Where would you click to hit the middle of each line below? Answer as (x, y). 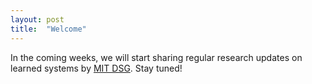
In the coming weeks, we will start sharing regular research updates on (156, 57)
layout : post (37, 19)
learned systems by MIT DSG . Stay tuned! (96, 68)
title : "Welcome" (48, 29)
